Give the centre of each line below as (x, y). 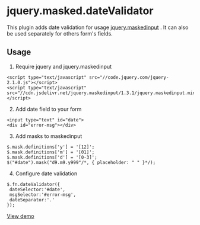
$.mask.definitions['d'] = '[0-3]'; (52, 157)
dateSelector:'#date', (37, 189)
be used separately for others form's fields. (60, 33)
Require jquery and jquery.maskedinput (64, 66)
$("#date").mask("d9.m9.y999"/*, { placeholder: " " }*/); (81, 162)
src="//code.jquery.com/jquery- (129, 77)
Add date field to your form (48, 109)
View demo (20, 216)
